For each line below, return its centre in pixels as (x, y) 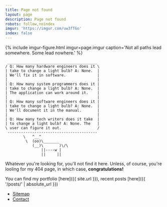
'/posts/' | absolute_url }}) (32, 184)
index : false (19, 33)
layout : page (19, 15)
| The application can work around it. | (52, 93)
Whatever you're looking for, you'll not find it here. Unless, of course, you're (83, 164)
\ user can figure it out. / (52, 128)
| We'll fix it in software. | (52, 75)
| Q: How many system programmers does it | (52, 84)
